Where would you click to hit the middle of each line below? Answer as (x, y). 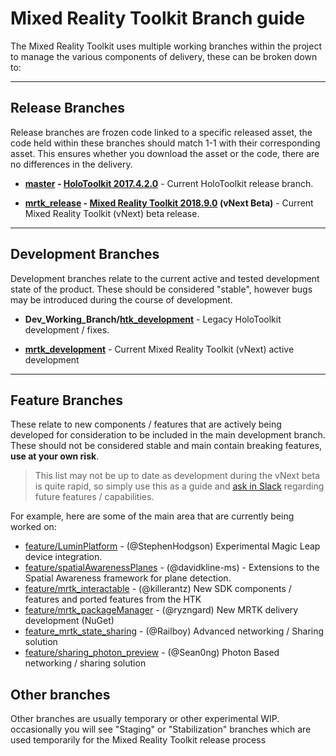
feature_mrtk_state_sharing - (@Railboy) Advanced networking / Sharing (174, 631)
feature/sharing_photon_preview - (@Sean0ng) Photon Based (152, 653)
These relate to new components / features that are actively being (146, 424)
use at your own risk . (55, 456)
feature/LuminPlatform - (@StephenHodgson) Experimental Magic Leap (172, 546)
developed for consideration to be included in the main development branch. (168, 435)
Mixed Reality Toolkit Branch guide (158, 18)
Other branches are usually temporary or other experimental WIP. (145, 719)
